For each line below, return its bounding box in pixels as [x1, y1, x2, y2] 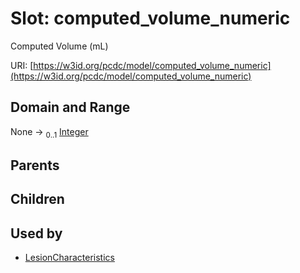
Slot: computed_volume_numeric [10, 7, 291, 30]
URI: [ [10, 59, 34, 71]
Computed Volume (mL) [10, 40, 109, 52]
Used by [10, 225, 63, 242]
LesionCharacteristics [24, 252, 115, 264]
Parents [10, 157, 60, 174]
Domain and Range [10, 99, 131, 116]
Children [10, 191, 65, 208]
